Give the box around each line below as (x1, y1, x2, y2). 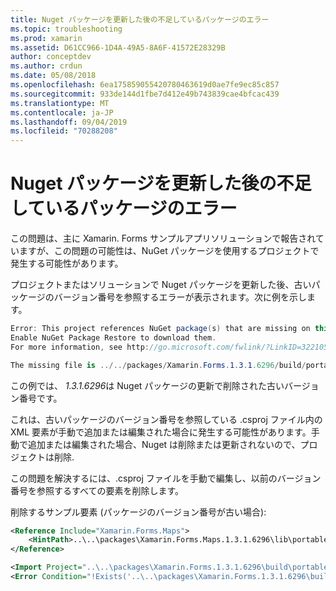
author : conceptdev (10, 52, 92, 62)
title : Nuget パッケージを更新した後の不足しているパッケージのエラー (10, 14, 270, 25)
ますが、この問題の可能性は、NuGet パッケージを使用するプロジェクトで (18, 245, 320, 257)
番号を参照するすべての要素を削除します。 (10, 484, 185, 496)
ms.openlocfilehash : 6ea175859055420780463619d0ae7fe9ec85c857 (10, 80, 280, 90)
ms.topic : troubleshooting (10, 24, 123, 34)
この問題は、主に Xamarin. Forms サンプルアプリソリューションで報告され (10, 232, 316, 245)
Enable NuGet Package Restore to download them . (10, 332, 217, 343)
